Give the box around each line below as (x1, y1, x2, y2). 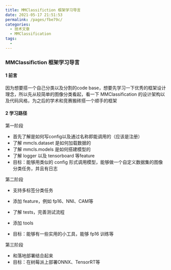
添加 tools (12, 220, 34, 226)
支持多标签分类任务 (12, 188, 54, 194)
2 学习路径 (5, 110, 28, 116)
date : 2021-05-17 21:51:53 (5, 12, 63, 17)
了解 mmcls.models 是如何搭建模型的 (12, 147, 91, 153)
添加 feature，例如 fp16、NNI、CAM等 (12, 198, 93, 204)
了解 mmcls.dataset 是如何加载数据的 (12, 140, 91, 146)
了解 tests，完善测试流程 (12, 209, 65, 215)
